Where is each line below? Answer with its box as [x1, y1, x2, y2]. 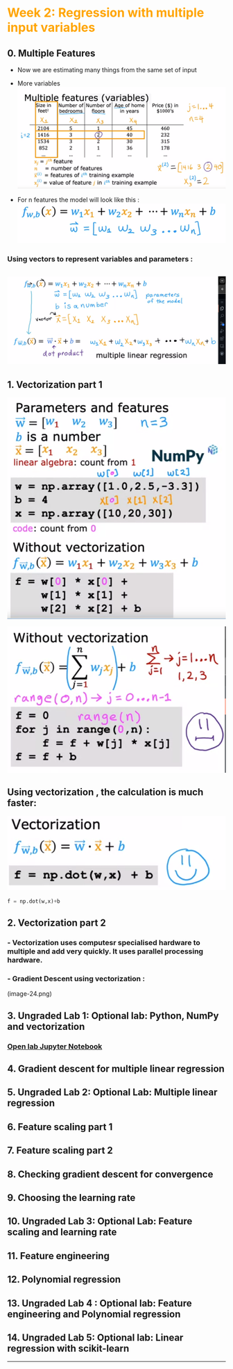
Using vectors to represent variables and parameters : [7, 254, 193, 264]
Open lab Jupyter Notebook [7, 1041, 103, 1051]
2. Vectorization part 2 [7, 917, 106, 929]
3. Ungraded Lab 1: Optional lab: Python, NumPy [7, 1010, 219, 1022]
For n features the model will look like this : [17, 196, 140, 204]
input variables [7, 19, 96, 35]
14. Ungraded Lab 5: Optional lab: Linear [7, 1331, 184, 1343]
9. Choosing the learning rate [7, 1192, 136, 1204]
